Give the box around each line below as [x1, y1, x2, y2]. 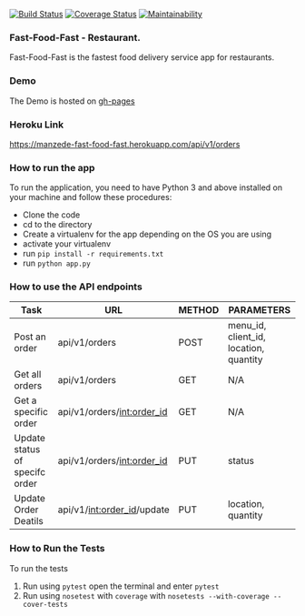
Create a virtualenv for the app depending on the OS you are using [22, 228, 272, 240]
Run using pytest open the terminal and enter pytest [22, 581, 220, 591]
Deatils [14, 515, 44, 528]
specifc [14, 466, 46, 479]
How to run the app [9, 161, 95, 174]
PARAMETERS [228, 304, 291, 317]
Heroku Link [9, 118, 64, 131]
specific [14, 406, 48, 419]
